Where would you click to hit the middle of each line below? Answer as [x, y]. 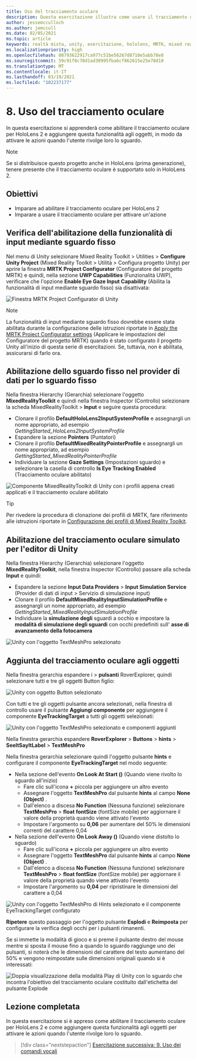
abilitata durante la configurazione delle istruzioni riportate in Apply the [92, 328]
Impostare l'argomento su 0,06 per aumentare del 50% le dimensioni [107, 824]
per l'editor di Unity [42, 549]
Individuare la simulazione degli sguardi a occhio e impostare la [92, 618]
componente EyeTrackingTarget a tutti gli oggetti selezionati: [80, 716]
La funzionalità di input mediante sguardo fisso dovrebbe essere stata [90, 321]
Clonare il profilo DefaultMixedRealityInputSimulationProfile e [91, 599]
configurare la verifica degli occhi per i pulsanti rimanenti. [76, 928]
